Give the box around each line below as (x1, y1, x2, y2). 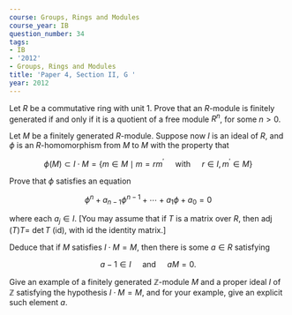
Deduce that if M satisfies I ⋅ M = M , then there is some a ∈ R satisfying (9, 242, 271, 252)
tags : (9, 37, 29, 47)
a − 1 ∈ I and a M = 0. (100, 259, 197, 270)
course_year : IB (9, 21, 69, 30)
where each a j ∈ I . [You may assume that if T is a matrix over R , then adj (9, 214, 273, 226)
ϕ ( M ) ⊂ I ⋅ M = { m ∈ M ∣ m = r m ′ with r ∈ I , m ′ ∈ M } (43, 157, 253, 169)
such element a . (9, 297, 68, 308)
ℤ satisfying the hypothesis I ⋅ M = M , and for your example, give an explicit (9, 288, 283, 298)
